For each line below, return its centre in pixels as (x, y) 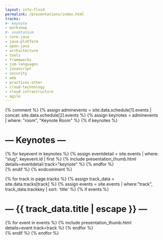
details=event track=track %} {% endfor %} (49, 228)
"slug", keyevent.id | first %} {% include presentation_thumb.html (71, 159)
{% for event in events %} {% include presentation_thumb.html (68, 223)
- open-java (17, 46)
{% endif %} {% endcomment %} (39, 169)
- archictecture (22, 50)
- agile (13, 96)
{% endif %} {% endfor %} (32, 233)
